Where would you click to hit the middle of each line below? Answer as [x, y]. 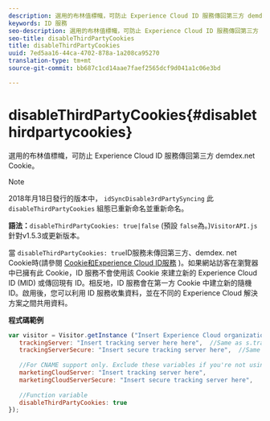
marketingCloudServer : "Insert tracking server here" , [112, 373]
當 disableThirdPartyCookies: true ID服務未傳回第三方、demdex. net [123, 252]
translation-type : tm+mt [50, 61]
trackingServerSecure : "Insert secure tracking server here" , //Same [140, 350]
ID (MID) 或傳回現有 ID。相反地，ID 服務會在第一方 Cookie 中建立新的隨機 [130, 283]
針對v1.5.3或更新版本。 [46, 235]
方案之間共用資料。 [40, 303]
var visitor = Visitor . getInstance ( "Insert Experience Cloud [115, 335]
